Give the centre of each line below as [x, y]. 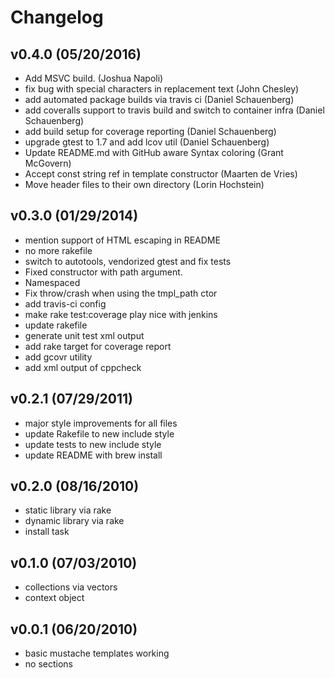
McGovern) [48, 163]
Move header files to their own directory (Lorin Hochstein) [144, 184]
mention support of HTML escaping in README [122, 240]
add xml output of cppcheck [83, 367]
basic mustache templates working [97, 653]
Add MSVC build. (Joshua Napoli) [94, 78]
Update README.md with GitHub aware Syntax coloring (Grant [154, 152]
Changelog [57, 17]
